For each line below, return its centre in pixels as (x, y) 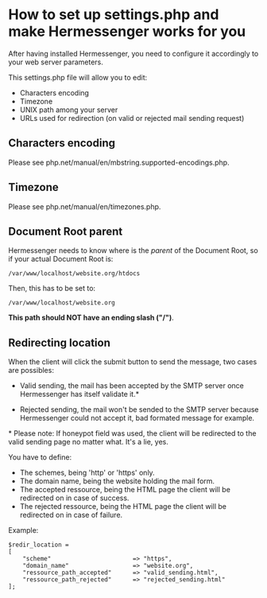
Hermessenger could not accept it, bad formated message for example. (137, 418)
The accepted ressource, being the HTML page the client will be (125, 490)
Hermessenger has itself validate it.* (79, 394)
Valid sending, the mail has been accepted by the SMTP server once (132, 386)
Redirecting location (60, 342)
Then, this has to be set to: (52, 289)
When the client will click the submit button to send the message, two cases (133, 362)
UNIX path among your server (69, 110)
